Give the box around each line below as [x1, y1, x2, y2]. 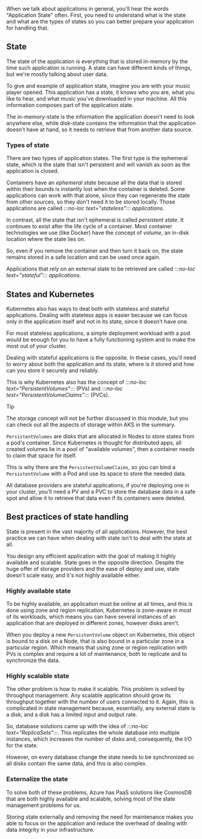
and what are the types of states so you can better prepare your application [6, 18, 194, 25]
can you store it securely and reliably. [6, 367, 99, 374]
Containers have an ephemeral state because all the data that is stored [6, 179, 182, 186]
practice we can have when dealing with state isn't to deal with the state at [6, 534, 192, 541]
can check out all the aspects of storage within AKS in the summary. [6, 421, 176, 428]
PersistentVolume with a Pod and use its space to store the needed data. [6, 470, 187, 477]
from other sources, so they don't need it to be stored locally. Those [6, 198, 175, 205]
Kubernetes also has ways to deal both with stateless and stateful [6, 305, 169, 312]
